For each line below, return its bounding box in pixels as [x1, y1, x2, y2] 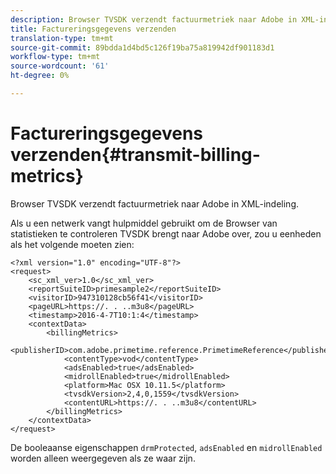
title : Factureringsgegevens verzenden [10, 24, 177, 34]
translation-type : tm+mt [10, 33, 114, 43]
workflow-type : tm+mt [10, 52, 101, 62]
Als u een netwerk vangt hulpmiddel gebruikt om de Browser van [10, 217, 278, 229]
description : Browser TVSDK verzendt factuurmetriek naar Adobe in [10, 14, 298, 25]
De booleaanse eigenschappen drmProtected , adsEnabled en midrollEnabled [10, 441, 323, 453]
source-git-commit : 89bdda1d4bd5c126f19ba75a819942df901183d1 [10, 42, 275, 53]
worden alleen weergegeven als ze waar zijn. [10, 452, 196, 464]
